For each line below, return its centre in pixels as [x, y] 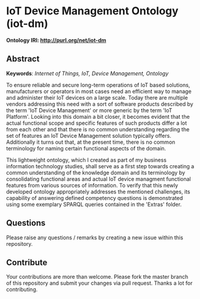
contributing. [22, 289]
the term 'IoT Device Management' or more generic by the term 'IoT [89, 110]
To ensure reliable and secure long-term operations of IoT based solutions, [98, 85]
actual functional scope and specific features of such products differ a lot [96, 123]
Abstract [23, 59]
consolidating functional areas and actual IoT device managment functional [99, 179]
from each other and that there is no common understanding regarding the [98, 129]
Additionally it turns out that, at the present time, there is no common [91, 142]
